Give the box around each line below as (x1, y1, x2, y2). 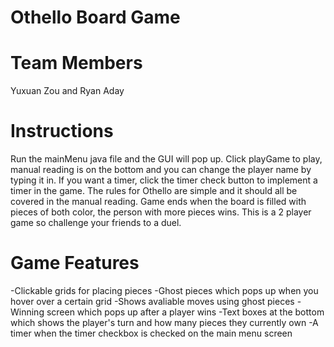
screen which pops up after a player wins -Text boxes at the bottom (46, 306, 325, 318)
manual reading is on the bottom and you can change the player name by (10, 164, 312, 176)
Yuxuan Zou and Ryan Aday (10, 85, 125, 97)
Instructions (10, 120, 114, 143)
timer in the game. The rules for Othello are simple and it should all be (10, 185, 298, 197)
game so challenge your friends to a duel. (10, 217, 182, 229)
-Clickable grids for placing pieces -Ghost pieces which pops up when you (10, 285, 319, 296)
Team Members (10, 52, 143, 75)
